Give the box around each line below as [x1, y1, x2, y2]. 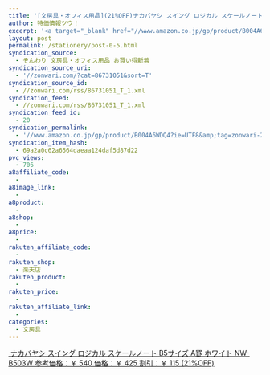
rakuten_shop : [8, 258, 56, 266]
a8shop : [8, 214, 35, 222]
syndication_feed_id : [8, 109, 81, 117]
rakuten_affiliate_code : [8, 243, 92, 251]
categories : [8, 318, 48, 326]
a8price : [8, 228, 38, 237]
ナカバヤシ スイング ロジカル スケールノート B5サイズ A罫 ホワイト [10, 349, 233, 358]
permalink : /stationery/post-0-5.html [8, 42, 138, 50]
